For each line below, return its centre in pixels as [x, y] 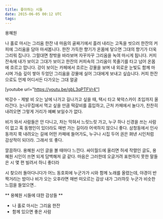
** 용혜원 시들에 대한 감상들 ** [34, 195]
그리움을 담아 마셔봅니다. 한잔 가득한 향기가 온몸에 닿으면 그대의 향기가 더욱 [85, 50]
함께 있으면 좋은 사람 [32, 212]
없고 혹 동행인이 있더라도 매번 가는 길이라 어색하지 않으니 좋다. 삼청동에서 [80, 128]
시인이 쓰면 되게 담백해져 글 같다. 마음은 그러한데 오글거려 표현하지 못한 [81, 156]
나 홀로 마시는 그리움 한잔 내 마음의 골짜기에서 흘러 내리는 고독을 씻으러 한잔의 [79, 43]
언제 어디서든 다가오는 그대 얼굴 [48, 80]
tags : [10, 18]
